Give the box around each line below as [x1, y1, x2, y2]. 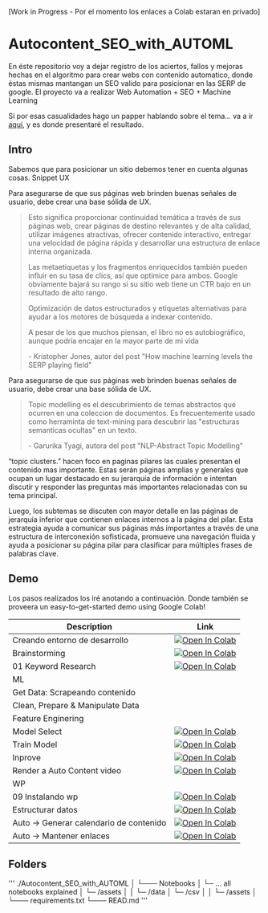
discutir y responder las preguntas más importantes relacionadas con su [8, 482, 248, 491]
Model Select [12, 726, 63, 737]
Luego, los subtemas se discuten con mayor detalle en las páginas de [8, 506, 239, 516]
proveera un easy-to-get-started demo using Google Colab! [8, 601, 206, 611]
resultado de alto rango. [27, 287, 108, 297]
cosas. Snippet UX [8, 173, 70, 182]
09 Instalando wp [12, 791, 79, 802]
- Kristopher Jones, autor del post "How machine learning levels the [27, 351, 254, 361]
